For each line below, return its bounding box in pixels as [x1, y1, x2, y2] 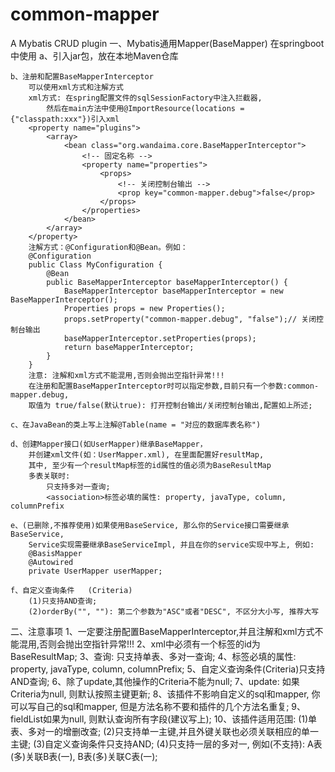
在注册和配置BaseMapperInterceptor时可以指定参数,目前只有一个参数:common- [28, 381, 320, 391]
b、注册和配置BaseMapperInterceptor [10, 71, 154, 82]
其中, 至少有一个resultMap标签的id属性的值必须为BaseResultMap [28, 460, 272, 470]
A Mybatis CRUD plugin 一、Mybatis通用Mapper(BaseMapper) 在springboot [10, 37, 325, 49]
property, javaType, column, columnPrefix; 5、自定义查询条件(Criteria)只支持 [10, 663, 326, 675]
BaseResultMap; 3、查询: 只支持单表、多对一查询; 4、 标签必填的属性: [10, 650, 297, 662]
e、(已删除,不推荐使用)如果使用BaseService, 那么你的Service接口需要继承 [10, 520, 290, 530]
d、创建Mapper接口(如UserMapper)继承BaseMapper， [10, 439, 208, 449]
